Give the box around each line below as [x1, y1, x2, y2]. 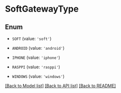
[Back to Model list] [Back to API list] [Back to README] [5, 83, 116, 89]
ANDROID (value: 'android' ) [12, 45, 64, 51]
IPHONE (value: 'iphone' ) [12, 55, 60, 60]
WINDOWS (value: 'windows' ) [12, 74, 64, 79]
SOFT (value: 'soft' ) [12, 36, 52, 41]
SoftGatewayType [5, 3, 79, 15]
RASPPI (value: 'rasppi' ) [12, 64, 60, 70]
